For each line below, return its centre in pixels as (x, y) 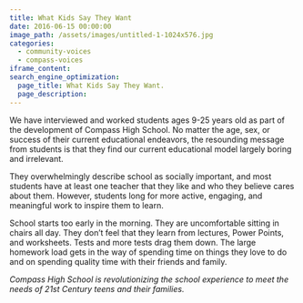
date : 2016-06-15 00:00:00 (61, 26)
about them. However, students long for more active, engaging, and (136, 196)
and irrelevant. (36, 158)
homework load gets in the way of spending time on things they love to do (148, 252)
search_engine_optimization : (65, 77)
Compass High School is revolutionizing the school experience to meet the (149, 279)
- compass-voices (50, 60)
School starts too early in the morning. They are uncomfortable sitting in (145, 223)
